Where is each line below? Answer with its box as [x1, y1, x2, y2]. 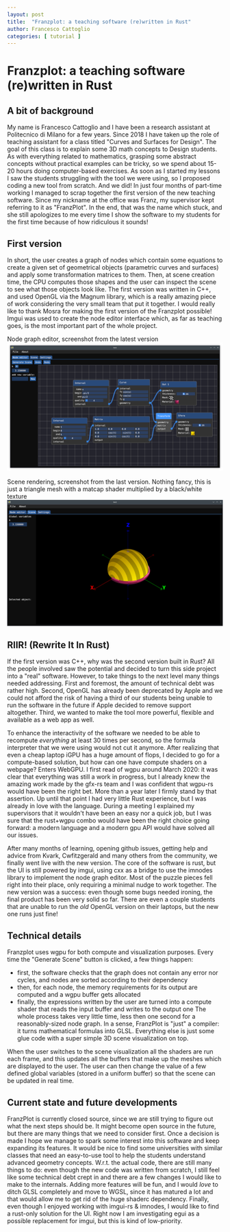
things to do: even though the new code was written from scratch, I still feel [7, 1166, 220, 1174]
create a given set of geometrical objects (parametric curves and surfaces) [7, 263, 219, 272]
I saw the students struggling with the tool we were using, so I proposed [7, 174, 210, 182]
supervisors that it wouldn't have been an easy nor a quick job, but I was [7, 809, 212, 818]
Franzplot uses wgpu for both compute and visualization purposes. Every [7, 948, 214, 956]
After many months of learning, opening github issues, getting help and [7, 844, 208, 853]
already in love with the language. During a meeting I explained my [7, 802, 195, 810]
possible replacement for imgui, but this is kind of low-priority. [7, 1217, 183, 1225]
